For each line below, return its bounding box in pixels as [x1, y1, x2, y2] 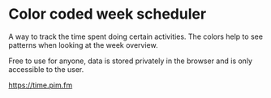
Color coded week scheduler [8, 5, 207, 23]
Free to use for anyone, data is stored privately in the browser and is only [8, 56, 253, 66]
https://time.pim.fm [8, 80, 73, 90]
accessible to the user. [8, 64, 84, 74]
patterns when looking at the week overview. [8, 40, 158, 49]
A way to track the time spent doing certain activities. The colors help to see [8, 32, 264, 41]
